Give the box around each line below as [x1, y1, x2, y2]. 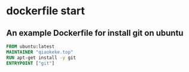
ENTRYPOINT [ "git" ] [6, 60, 55, 66]
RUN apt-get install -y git [6, 55, 77, 61]
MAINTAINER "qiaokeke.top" [6, 49, 74, 55]
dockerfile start [6, 4, 85, 18]
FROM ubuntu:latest [6, 43, 55, 49]
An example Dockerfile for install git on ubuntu [6, 28, 184, 38]
